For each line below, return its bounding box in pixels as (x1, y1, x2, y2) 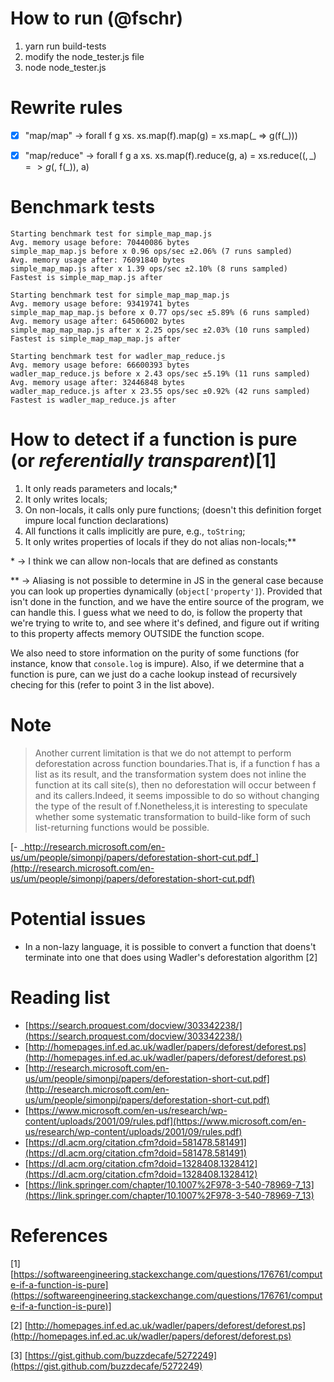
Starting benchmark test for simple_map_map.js (10, 228, 213, 239)
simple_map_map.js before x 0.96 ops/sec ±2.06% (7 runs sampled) (10, 246, 293, 256)
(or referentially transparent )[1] (10, 450, 277, 472)
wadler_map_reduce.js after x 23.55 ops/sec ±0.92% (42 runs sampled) (10, 386, 311, 396)
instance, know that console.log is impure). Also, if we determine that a (10, 657, 305, 669)
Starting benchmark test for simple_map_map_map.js (10, 290, 230, 300)
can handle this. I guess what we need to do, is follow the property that (10, 606, 303, 618)
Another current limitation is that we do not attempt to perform (34, 747, 292, 759)
